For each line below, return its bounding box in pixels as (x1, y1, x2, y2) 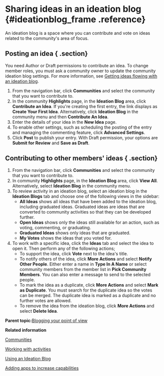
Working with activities (5, 346, 52, 352)
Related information (5, 327, 47, 333)
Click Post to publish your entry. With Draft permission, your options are (12, 134, 158, 140)
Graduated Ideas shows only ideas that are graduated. (19, 230, 131, 236)
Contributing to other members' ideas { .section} (5, 154, 158, 162)
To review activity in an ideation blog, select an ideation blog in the (12, 188, 147, 194)
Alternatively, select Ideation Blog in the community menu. (12, 183, 131, 188)
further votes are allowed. (19, 297, 72, 303)
